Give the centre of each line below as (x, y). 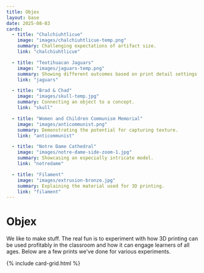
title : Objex (23, 12)
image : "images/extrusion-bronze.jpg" (66, 180)
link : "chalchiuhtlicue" (49, 52)
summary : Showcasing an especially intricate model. (86, 158)
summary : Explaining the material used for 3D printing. (91, 186)
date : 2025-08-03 (28, 23)
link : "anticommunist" (46, 136)
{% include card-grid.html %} (43, 263)
